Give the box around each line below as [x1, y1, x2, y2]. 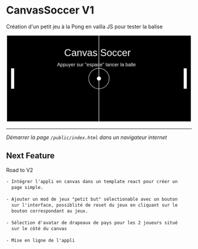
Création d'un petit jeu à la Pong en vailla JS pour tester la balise [6, 23, 163, 30]
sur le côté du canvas [11, 225, 67, 231]
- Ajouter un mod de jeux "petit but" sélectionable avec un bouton [6, 196, 178, 202]
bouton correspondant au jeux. [11, 208, 88, 214]
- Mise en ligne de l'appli [6, 237, 75, 243]
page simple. [11, 184, 44, 190]
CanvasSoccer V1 [6, 4, 94, 17]
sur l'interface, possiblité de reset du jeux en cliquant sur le [11, 202, 178, 208]
